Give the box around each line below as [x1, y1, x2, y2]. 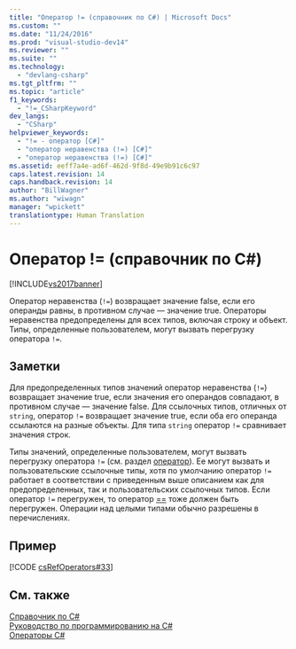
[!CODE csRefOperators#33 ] [9, 562, 113, 573]
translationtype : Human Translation [9, 210, 144, 220]
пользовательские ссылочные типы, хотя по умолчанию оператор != [9, 465, 272, 476]
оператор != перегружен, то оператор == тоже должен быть [9, 494, 239, 504]
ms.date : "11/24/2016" [9, 29, 93, 38]
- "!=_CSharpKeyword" [17, 104, 97, 113]
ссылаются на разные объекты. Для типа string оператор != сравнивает [9, 420, 287, 431]
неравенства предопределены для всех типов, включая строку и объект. [9, 314, 288, 324]
